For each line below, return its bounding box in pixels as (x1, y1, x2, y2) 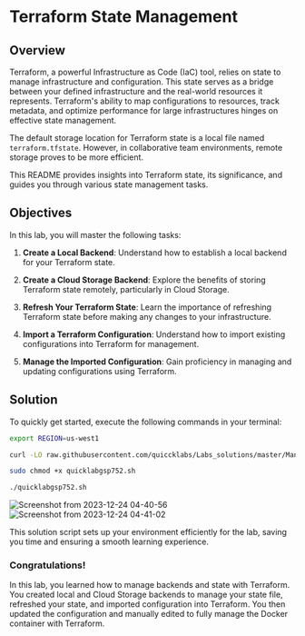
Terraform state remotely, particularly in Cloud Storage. (22, 283, 230, 294)
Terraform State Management (9, 6, 239, 27)
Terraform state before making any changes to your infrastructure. (22, 311, 271, 322)
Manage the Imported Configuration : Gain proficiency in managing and (22, 356, 292, 367)
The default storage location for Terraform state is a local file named (9, 133, 265, 143)
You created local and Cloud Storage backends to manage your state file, (9, 589, 283, 601)
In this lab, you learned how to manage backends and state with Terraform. (9, 580, 290, 591)
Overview (9, 43, 66, 58)
